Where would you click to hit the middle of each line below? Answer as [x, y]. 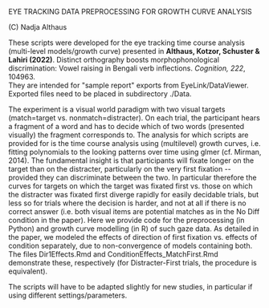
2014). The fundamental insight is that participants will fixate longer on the [131, 160]
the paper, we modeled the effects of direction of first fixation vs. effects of [133, 237]
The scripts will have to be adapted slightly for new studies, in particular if [130, 287]
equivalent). [28, 271]
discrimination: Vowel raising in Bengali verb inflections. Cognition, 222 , [127, 68]
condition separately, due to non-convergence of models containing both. [130, 245]
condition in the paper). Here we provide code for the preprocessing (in [126, 220]
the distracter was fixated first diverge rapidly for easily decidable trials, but [134, 195]
